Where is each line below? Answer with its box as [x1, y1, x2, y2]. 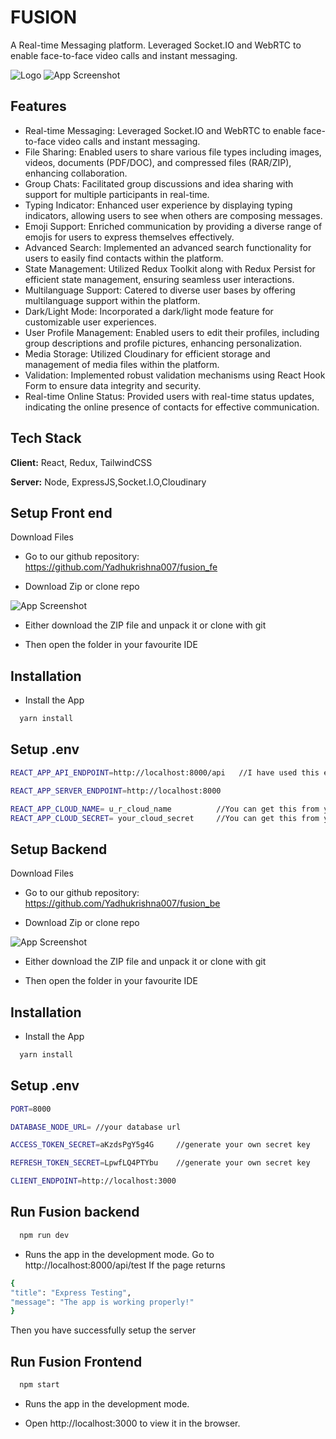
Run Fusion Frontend [10, 1353, 143, 1370]
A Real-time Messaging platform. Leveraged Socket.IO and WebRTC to [10, 39, 302, 51]
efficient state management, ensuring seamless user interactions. [24, 273, 295, 285]
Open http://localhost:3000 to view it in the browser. [24, 1417, 241, 1429]
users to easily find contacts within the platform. [24, 252, 224, 264]
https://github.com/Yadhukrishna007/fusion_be [24, 897, 221, 910]
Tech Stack [10, 430, 82, 447]
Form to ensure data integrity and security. [24, 379, 202, 391]
